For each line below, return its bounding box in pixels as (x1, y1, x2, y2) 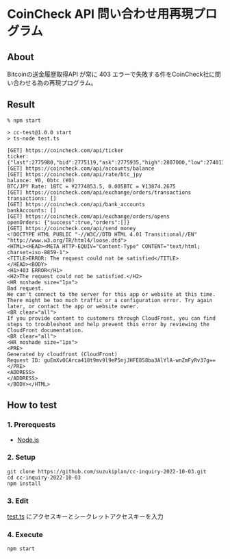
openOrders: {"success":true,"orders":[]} (7, 219, 130, 226)
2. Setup (7, 453, 36, 462)
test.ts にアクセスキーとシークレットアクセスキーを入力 (7, 512, 164, 521)
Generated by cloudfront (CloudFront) (7, 351, 118, 358)
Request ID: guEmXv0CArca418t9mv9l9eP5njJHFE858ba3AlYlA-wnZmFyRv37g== (7, 357, 216, 364)
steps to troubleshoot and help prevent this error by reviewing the (7, 321, 210, 327)
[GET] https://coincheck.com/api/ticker (7, 147, 125, 154)
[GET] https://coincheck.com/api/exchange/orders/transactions (7, 189, 192, 196)
